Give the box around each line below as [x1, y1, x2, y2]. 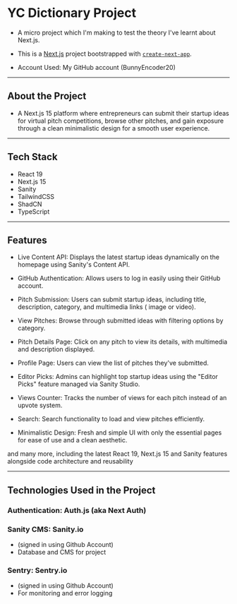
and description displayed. [17, 345, 95, 354]
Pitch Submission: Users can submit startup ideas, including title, [17, 295, 207, 304]
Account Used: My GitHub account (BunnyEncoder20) [17, 63, 176, 71]
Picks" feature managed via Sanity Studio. [17, 380, 140, 389]
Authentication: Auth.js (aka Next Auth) [7, 505, 147, 515]
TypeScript [17, 207, 50, 216]
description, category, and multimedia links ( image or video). [17, 303, 196, 311]
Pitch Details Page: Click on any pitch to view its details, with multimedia [17, 337, 228, 346]
